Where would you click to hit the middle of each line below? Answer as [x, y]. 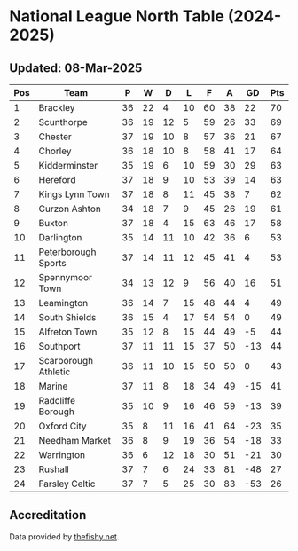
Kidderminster [68, 165]
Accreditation [48, 515]
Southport [59, 346]
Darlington [60, 237]
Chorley [55, 151]
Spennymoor [66, 277]
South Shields [67, 317]
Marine [53, 386]
